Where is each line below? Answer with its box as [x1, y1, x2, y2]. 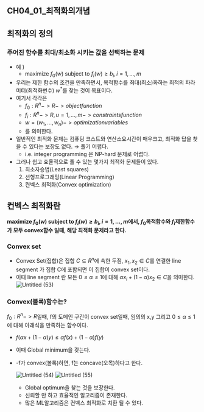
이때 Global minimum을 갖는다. [15, 346, 91, 353]
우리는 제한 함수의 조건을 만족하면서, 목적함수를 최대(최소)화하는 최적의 [15, 79, 185, 86]
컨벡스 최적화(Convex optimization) [24, 181, 111, 188]
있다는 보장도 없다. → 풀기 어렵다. [29, 143, 108, 151]
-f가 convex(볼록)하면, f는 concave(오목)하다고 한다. [15, 359, 143, 367]
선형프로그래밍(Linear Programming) [24, 173, 114, 181]
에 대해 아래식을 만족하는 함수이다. [7, 322, 88, 329]
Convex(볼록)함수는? [7, 297, 68, 306]
